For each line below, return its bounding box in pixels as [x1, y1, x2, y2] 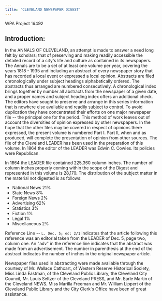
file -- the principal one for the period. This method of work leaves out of [5, 115, 150, 120]
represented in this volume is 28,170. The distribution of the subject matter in [5, 170, 158, 176]
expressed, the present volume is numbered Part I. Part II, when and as [5, 130, 147, 136]
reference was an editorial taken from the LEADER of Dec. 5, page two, [5, 235, 147, 241]
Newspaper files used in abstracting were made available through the [5, 260, 144, 266]
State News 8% [12, 190, 44, 196]
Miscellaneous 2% [12, 221, 49, 227]
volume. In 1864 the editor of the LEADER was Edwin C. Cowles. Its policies [5, 145, 155, 151]
